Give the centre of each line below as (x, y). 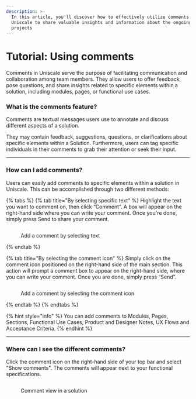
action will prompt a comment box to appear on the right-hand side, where (95, 270)
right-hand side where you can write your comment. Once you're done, (92, 213)
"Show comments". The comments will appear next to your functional (90, 368)
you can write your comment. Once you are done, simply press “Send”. (91, 277)
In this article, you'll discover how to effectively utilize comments (100, 17)
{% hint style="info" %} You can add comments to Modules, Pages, (87, 316)
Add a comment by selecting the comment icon (78, 293)
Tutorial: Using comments (70, 57)
